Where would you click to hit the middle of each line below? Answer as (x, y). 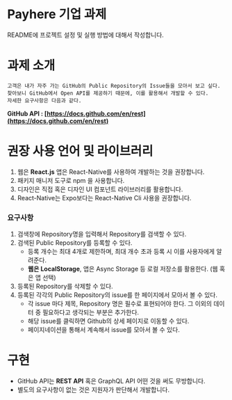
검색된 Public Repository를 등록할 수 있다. (75, 243)
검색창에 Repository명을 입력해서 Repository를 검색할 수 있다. (102, 234)
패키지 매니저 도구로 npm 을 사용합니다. (71, 180)
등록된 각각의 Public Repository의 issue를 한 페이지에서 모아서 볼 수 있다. (117, 295)
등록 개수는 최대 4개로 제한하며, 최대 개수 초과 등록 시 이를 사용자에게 (121, 252)
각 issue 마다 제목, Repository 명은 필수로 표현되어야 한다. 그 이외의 (120, 304)
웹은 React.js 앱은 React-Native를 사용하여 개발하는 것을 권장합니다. (111, 172)
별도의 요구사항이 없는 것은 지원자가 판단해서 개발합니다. (93, 390)
